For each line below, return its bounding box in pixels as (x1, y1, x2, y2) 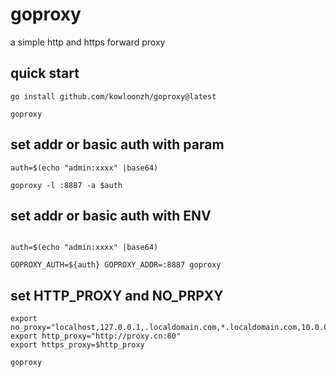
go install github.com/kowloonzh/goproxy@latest (10, 91, 217, 102)
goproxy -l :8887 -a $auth (10, 180, 123, 190)
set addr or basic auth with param (10, 136, 225, 153)
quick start (10, 65, 80, 82)
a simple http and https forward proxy (10, 36, 166, 48)
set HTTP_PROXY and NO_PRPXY (10, 287, 224, 304)
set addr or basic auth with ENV (10, 207, 212, 224)
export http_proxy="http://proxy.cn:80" (10, 331, 182, 342)
